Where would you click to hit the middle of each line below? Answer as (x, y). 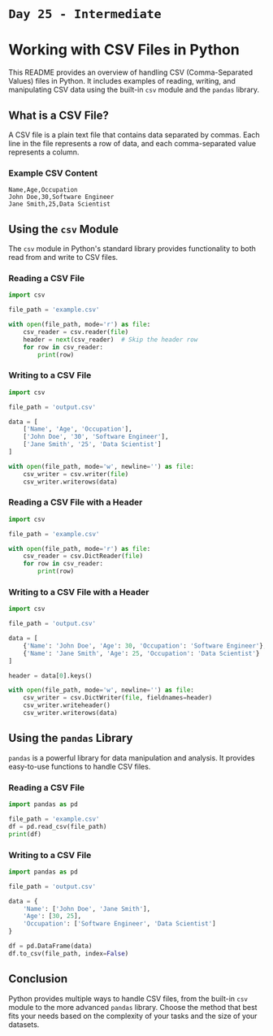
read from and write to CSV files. (63, 258)
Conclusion (38, 979)
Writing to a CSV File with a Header (79, 592)
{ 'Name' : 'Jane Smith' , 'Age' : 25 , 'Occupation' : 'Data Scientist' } (141, 653)
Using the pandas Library (71, 738)
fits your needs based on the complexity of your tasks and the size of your (133, 1016)
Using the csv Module (64, 229)
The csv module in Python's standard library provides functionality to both (132, 249)
